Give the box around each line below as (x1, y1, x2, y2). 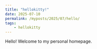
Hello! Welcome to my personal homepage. (5, 38, 92, 44)
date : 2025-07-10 (5, 12, 41, 16)
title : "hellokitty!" (5, 7, 49, 12)
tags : (5, 20, 16, 26)
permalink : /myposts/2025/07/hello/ (5, 16, 80, 21)
